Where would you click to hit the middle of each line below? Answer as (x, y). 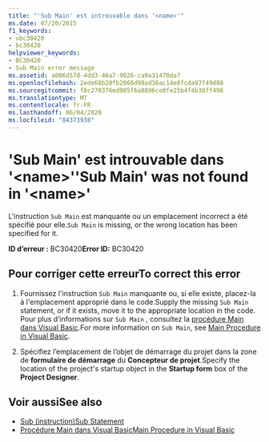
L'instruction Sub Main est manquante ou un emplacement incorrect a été (128, 216)
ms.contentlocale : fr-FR (50, 105)
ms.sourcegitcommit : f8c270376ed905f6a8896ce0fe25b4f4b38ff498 (116, 90)
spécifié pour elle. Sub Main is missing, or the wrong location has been (123, 225)
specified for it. (33, 233)
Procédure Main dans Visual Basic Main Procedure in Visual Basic (127, 430)
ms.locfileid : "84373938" (51, 120)
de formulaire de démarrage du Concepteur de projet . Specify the (130, 360)
